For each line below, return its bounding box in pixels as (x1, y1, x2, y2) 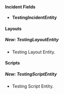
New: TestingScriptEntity (5, 71, 57, 77)
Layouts (5, 26, 22, 31)
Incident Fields (5, 4, 35, 10)
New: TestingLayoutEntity (5, 37, 59, 43)
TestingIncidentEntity (12, 15, 57, 20)
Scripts (5, 60, 20, 66)
